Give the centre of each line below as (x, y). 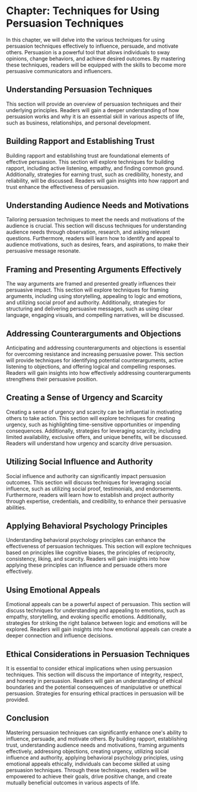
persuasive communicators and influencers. (59, 71)
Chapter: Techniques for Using (83, 11)
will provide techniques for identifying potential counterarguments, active (95, 360)
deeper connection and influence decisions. (59, 636)
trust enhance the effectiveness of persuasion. (63, 186)
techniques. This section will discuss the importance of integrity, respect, (95, 675)
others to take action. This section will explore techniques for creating (91, 418)
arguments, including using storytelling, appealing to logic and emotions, (94, 296)
